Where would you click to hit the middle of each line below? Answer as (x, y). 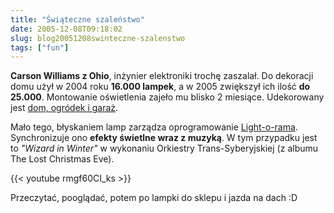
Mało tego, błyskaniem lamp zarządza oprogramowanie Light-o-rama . (154, 127)
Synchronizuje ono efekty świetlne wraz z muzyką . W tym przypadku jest (164, 138)
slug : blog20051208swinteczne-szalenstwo (98, 38)
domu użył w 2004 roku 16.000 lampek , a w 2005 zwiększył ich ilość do (160, 87)
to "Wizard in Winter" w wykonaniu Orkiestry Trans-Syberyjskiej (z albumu (164, 148)
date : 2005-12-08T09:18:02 (66, 29)
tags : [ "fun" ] (40, 47)
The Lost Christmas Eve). (62, 159)
